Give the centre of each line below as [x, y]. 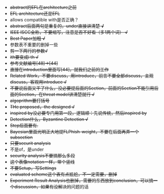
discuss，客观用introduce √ [38, 82]
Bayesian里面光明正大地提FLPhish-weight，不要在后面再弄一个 [74, 132]
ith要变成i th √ [24, 57]
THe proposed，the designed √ [42, 107]
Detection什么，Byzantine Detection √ [49, 119]
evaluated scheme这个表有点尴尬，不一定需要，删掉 [64, 174]
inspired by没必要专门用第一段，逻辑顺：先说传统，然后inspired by [78, 113]
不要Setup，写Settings [33, 168]
